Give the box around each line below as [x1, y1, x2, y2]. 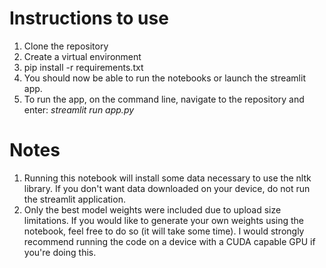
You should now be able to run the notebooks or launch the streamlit [23, 72, 306, 84]
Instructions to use [9, 7, 169, 30]
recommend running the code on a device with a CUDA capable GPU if [23, 235, 316, 247]
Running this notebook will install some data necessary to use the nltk [23, 172, 312, 184]
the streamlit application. [23, 193, 126, 205]
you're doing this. [23, 246, 97, 258]
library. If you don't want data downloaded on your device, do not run [23, 182, 311, 194]
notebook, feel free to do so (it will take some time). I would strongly [23, 225, 305, 237]
